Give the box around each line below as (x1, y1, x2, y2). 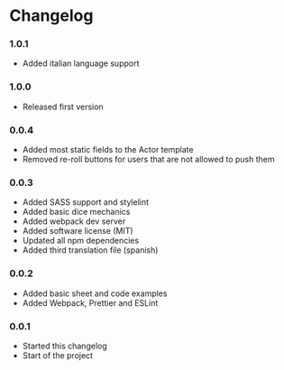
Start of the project (22, 349, 93, 361)
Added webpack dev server (22, 216, 126, 227)
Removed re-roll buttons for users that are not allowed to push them (22, 154, 275, 165)
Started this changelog (22, 340, 107, 351)
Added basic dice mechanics (22, 207, 131, 217)
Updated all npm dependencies (22, 236, 140, 246)
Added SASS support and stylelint (22, 197, 150, 208)
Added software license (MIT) (22, 226, 133, 236)
